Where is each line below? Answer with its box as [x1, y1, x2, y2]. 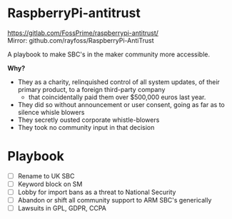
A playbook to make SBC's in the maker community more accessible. [7, 50, 211, 58]
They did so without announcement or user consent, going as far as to [17, 100, 225, 108]
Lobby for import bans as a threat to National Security [17, 188, 176, 196]
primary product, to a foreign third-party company [17, 85, 166, 93]
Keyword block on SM [17, 180, 83, 188]
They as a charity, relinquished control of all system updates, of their [17, 77, 220, 86]
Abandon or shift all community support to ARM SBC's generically [17, 196, 212, 205]
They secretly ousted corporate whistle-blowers [17, 116, 160, 124]
